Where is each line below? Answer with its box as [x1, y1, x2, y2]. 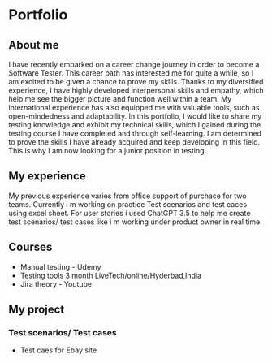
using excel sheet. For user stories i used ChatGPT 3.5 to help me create [8, 208, 251, 218]
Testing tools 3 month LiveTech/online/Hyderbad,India [19, 270, 201, 280]
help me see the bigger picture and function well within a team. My [8, 94, 232, 103]
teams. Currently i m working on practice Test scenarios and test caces [8, 199, 248, 209]
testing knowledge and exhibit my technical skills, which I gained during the [8, 120, 261, 129]
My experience [8, 169, 87, 184]
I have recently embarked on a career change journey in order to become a [8, 59, 260, 69]
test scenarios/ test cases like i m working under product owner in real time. [8, 217, 262, 227]
